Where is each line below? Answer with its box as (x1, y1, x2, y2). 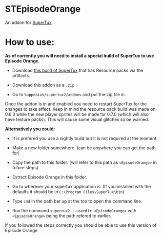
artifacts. (12, 72, 30, 79)
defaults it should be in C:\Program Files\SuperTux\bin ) (12, 189, 124, 195)
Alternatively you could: (5, 126, 55, 132)
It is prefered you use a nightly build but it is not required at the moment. (12, 135, 158, 141)
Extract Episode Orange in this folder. (12, 174, 87, 180)
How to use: (5, 37, 55, 48)
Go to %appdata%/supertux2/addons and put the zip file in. (12, 91, 126, 97)
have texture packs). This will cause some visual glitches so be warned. (5, 116, 149, 122)
